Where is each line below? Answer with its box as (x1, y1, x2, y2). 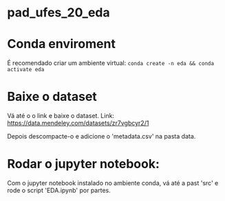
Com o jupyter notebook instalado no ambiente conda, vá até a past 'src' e (7, 179, 219, 187)
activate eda (7, 67, 45, 73)
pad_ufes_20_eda (7, 5, 110, 21)
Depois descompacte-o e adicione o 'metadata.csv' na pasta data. (7, 132, 196, 141)
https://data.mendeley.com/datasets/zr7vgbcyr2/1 (7, 119, 149, 128)
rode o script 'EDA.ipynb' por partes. (7, 187, 111, 194)
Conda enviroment (7, 36, 116, 52)
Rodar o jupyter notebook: (7, 156, 160, 172)
